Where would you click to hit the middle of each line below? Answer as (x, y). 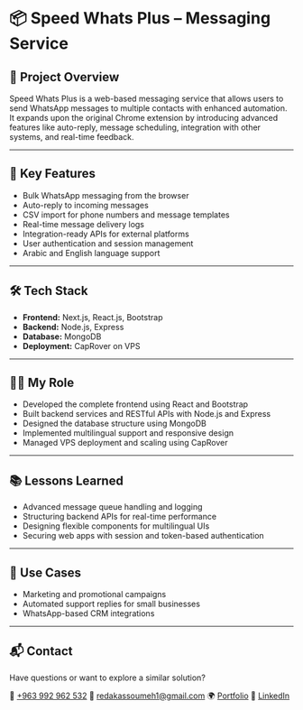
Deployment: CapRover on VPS (81, 346)
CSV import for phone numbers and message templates (126, 215)
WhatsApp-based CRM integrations (88, 613)
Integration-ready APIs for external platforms (106, 234)
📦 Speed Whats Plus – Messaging (140, 18)
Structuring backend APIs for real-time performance (119, 517)
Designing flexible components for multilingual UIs (116, 526)
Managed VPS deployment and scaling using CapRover (125, 443)
